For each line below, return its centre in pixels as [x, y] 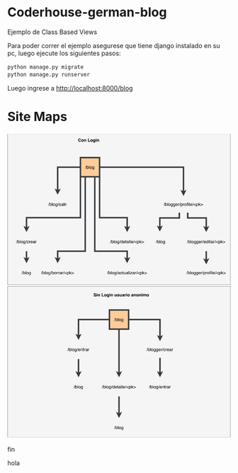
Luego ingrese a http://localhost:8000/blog [70, 88]
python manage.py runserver [49, 74]
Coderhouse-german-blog [87, 12]
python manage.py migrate [45, 67]
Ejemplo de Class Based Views [52, 32]
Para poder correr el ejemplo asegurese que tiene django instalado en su [114, 45]
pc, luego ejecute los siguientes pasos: [64, 53]
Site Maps [37, 116]
